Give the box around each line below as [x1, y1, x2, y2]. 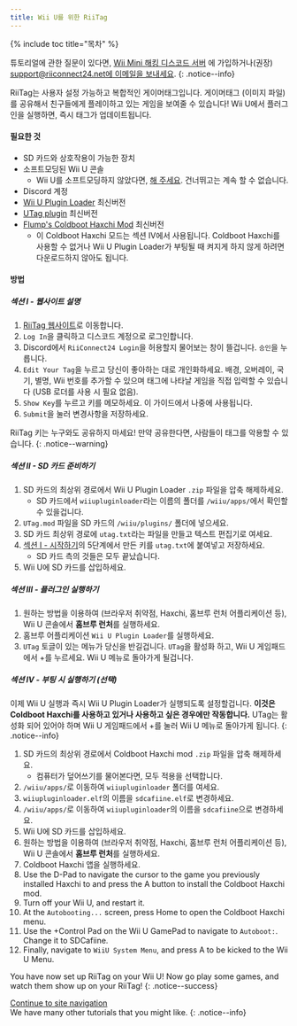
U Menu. [22, 954, 55, 965]
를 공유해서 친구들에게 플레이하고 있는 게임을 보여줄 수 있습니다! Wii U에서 [10, 98, 265, 109]
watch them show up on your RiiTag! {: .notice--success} [10, 981, 218, 991]
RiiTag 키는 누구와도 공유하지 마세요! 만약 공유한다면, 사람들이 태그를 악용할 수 [10, 427, 279, 439]
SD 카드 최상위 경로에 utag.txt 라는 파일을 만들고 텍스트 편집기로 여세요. [22, 529, 273, 540]
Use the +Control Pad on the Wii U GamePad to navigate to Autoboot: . [22, 926, 278, 937]
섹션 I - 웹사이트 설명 [10, 296, 80, 307]
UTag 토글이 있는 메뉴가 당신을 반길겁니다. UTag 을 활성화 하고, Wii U [22, 641, 255, 652]
